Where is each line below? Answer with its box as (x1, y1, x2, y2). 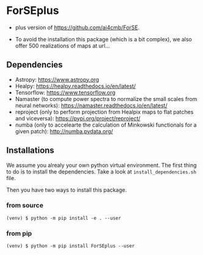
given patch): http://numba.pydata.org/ (15, 127, 113, 134)
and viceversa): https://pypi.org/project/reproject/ (15, 114, 141, 122)
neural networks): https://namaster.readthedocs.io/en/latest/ (15, 102, 168, 109)
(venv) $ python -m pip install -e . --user (6, 215, 121, 221)
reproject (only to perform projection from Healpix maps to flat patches (15, 108, 194, 116)
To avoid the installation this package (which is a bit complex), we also (15, 35, 192, 43)
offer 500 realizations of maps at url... (15, 42, 110, 49)
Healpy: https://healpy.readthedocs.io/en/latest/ (15, 82, 136, 89)
